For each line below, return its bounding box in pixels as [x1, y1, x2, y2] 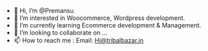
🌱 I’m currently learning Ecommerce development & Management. [13, 21, 202, 29]
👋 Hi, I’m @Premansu [13, 7, 74, 14]
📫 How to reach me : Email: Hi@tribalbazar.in [13, 37, 144, 44]
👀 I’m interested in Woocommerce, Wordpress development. [13, 14, 185, 22]
